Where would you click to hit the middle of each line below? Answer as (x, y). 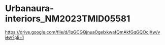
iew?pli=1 (15, 37)
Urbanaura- (30, 8)
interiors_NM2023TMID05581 (68, 19)
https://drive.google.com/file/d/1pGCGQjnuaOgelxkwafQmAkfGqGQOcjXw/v (82, 32)
